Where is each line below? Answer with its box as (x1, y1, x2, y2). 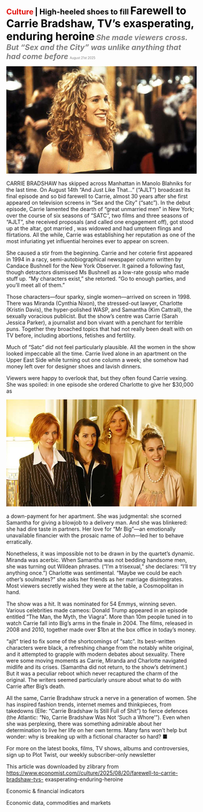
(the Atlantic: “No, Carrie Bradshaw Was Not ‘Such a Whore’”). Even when (6, 714, 190, 721)
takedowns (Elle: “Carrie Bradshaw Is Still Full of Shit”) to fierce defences (6, 707, 188, 715)
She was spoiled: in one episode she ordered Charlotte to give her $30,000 (6, 381, 194, 388)
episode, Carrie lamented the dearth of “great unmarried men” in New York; (6, 205, 195, 212)
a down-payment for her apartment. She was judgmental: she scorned (6, 512, 182, 520)
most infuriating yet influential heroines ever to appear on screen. (6, 237, 169, 244)
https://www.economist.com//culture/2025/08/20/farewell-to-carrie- (6, 770, 178, 776)
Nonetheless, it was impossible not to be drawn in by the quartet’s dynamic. (6, 550, 195, 557)
